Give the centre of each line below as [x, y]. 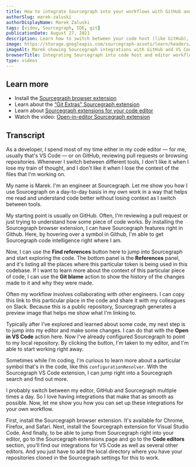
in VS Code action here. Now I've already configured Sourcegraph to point [96, 336]
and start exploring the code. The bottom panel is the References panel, [93, 258]
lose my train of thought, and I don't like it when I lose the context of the [92, 168]
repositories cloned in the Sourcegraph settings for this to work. [83, 458]
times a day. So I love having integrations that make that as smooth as [90, 397]
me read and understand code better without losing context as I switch [91, 198]
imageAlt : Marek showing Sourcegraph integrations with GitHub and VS [94, 50]
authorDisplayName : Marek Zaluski [48, 22]
